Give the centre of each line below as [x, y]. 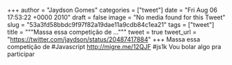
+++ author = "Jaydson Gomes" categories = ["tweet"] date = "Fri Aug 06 [113, 10]
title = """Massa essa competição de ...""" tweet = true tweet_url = [102, 32]
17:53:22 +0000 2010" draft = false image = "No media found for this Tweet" [116, 17]
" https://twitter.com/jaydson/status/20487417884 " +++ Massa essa [104, 39]
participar [21, 54]
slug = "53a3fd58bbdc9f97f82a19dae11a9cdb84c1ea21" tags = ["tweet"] [111, 25]
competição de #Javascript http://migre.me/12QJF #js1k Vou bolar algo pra [114, 47]
